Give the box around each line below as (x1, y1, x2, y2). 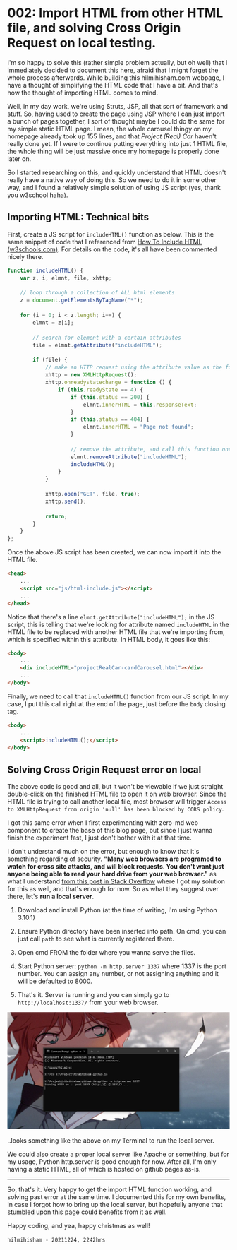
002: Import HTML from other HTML (7, 5, 224, 21)
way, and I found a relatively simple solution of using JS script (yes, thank (7, 183, 221, 191)
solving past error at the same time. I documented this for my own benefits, (7, 1193, 226, 1201)
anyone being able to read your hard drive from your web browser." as (7, 870, 217, 879)
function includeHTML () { (7, 267, 83, 274)
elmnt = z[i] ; (32, 319, 74, 326)
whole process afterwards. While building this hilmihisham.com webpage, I (7, 73, 225, 82)
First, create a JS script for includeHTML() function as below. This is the (7, 230, 214, 238)
